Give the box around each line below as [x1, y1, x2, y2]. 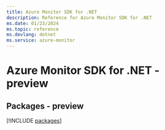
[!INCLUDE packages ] [6, 117, 62, 124]
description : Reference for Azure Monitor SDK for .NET [6, 15, 152, 21]
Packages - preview [6, 101, 84, 111]
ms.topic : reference [6, 26, 59, 32]
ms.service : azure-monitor [6, 37, 75, 43]
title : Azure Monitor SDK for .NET [6, 9, 98, 15]
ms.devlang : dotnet [6, 32, 56, 38]
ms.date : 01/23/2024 [6, 20, 59, 26]
